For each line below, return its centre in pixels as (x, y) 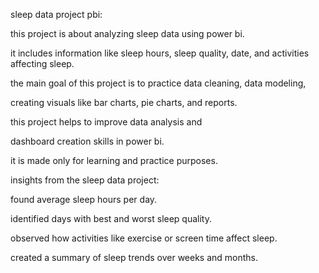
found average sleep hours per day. (84, 199)
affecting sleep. (42, 63)
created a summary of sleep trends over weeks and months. (134, 257)
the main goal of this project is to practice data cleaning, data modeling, (158, 83)
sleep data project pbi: (56, 14)
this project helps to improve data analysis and (106, 122)
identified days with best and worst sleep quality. (111, 218)
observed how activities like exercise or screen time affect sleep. (144, 238)
